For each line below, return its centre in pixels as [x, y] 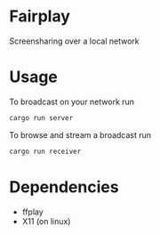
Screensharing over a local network [74, 41]
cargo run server [41, 117]
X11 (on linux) [46, 221]
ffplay [33, 212]
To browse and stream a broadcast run [80, 134]
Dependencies [64, 186]
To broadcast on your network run [72, 101]
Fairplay [40, 16]
